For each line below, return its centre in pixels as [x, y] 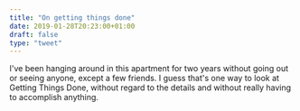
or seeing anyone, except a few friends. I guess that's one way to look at [145, 79]
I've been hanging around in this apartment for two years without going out [149, 69]
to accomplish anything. [54, 97]
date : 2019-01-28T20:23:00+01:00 [72, 26]
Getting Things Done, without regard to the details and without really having [150, 88]
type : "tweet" [36, 43]
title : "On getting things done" [72, 18]
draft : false [34, 34]
